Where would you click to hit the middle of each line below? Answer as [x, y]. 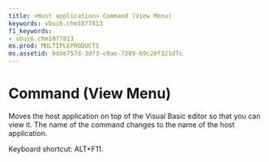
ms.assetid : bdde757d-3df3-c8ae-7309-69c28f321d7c [96, 53]
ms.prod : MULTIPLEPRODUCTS [54, 46]
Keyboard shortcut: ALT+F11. [56, 149]
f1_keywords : [30, 31]
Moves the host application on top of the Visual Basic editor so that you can [134, 116]
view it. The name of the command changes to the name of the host [122, 124]
